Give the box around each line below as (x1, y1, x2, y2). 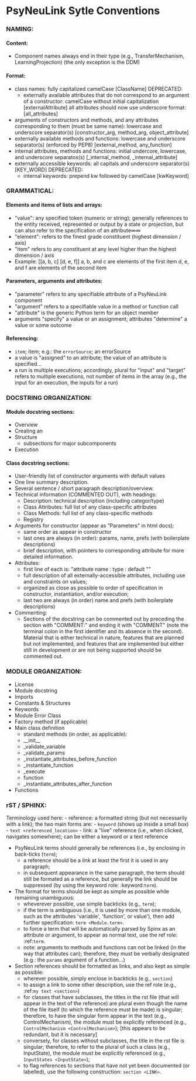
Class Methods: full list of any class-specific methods (23, 510, 153, 517)
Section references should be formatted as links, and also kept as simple (14, 962, 190, 969)
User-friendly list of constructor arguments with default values (14, 472, 166, 479)
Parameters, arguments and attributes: (6, 277, 103, 284)
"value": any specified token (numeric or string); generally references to (14, 214, 188, 221)
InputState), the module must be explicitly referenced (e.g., (23, 1049, 166, 1056)
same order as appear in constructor (23, 529, 112, 536)
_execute (23, 768, 46, 775)
